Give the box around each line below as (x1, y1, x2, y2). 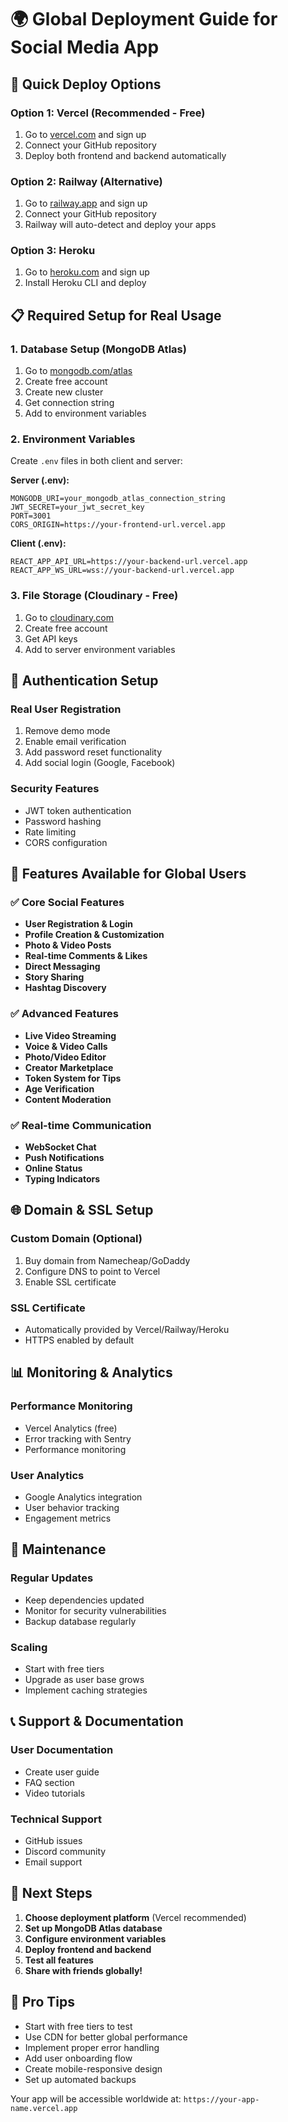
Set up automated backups (24, 2073, 137, 2085)
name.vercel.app (10, 2103, 78, 2113)
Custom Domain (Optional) (10, 1232, 143, 1246)
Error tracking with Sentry (24, 1432, 132, 1445)
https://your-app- (183, 2094, 260, 2105)
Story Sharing (24, 971, 85, 983)
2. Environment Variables (10, 432, 136, 446)
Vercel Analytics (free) (24, 1422, 118, 1434)
